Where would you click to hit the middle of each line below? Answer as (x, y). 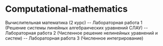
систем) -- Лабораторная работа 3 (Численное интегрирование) (74, 38)
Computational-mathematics (67, 9)
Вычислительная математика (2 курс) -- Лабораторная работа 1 (74, 23)
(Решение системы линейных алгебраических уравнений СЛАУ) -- (77, 27)
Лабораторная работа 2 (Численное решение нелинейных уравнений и (81, 33)
